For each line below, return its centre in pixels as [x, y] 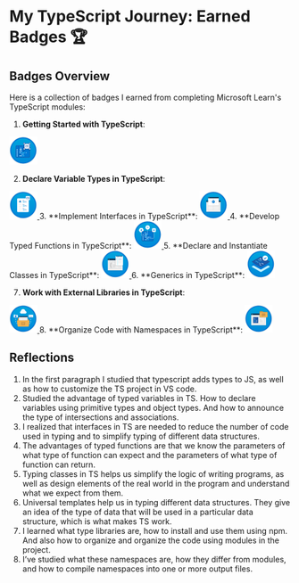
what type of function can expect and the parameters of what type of [149, 455]
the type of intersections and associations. [100, 417]
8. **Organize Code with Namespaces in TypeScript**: [141, 330]
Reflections [42, 358]
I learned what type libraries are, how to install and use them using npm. [155, 530]
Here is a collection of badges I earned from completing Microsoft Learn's [145, 97]
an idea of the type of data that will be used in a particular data [138, 512]
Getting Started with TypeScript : [83, 124]
